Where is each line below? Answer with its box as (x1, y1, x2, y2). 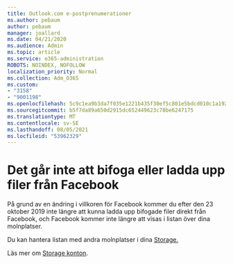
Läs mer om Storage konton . (7, 249, 89, 257)
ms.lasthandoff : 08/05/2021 (7, 126, 89, 133)
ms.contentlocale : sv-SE (7, 119, 79, 127)
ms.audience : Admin (7, 42, 64, 49)
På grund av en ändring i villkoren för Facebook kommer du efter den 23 (7, 200, 214, 209)
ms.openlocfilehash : (7, 100, 67, 107)
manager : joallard (7, 29, 60, 37)
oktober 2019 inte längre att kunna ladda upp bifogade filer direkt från (7, 207, 207, 215)
